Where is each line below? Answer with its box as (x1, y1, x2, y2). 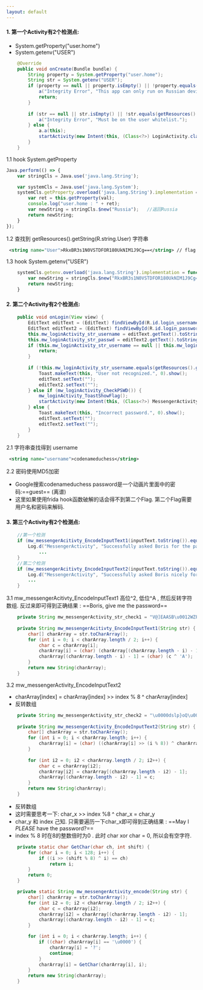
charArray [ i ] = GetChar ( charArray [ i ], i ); (38, 962, 147, 968)
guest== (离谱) (29, 488, 66, 496)
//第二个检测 (17, 560, 45, 566)
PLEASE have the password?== (14, 824, 94, 832)
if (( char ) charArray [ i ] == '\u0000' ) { (38, 939, 142, 945)
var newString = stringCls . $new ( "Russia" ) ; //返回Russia (28, 206, 178, 212)
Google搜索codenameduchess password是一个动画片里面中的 (14, 480, 170, 488)
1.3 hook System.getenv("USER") (6, 258, 89, 265)
